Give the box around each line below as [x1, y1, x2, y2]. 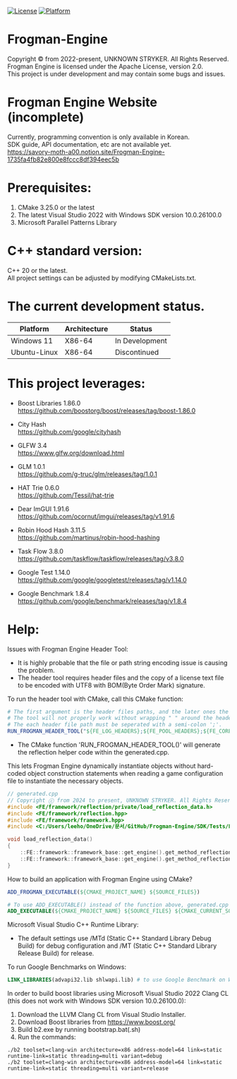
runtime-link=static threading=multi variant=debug [7, 1053, 162, 1060]
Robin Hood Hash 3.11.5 [17, 525, 86, 534]
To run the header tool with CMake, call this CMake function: [7, 695, 183, 703]
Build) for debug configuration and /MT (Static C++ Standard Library [17, 941, 217, 950]
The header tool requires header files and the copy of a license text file [17, 673, 224, 682]
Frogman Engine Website [7, 95, 157, 111]
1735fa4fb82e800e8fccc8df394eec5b [7, 155, 120, 164]
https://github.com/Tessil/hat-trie [17, 491, 114, 499]
